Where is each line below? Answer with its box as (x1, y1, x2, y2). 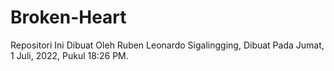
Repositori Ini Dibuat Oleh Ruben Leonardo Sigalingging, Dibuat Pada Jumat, (10, 39, 325, 51)
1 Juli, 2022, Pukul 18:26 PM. (10, 49, 129, 61)
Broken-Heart (10, 6, 127, 29)
